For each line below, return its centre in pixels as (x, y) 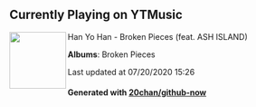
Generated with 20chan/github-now (137, 92)
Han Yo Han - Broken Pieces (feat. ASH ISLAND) (158, 36)
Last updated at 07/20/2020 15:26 (131, 72)
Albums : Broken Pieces (111, 54)
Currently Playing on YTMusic (96, 15)
